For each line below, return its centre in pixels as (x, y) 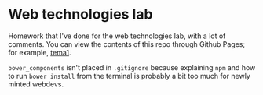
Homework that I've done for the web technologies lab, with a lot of (117, 36)
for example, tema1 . (40, 52)
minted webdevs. (36, 84)
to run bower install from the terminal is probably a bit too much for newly (130, 76)
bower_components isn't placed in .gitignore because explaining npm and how (132, 67)
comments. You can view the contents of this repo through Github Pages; (127, 44)
